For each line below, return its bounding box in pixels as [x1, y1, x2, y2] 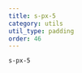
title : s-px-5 [8, 11, 57, 20]
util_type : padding [8, 27, 75, 35]
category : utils [8, 19, 63, 28]
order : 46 [8, 34, 42, 43]
